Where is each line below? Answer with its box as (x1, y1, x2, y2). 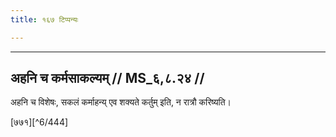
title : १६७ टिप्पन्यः (10, 14, 79, 25)
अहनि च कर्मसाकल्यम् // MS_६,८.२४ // (10, 70, 205, 87)
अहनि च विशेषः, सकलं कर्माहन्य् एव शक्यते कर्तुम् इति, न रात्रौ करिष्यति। (10, 96, 232, 108)
